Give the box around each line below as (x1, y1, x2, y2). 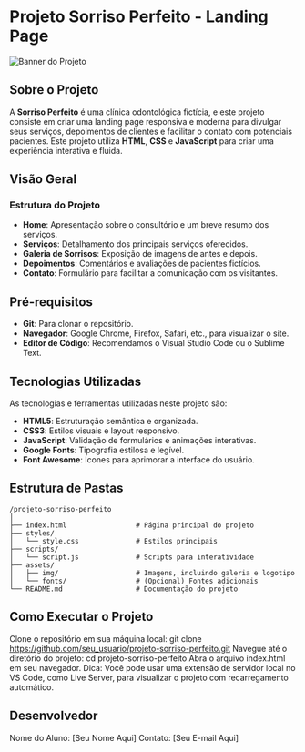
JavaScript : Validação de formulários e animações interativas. (22, 435, 257, 446)
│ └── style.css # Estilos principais (9, 536, 219, 545)
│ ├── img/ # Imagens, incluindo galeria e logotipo (9, 568, 296, 577)
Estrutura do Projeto (9, 198, 101, 211)
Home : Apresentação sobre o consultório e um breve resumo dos (22, 219, 269, 230)
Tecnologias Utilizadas (9, 373, 142, 389)
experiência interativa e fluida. (9, 145, 123, 156)
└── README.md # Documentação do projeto (9, 584, 239, 594)
